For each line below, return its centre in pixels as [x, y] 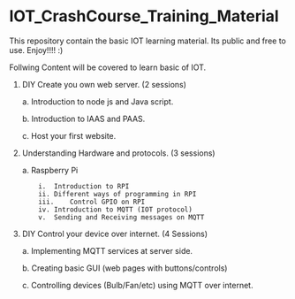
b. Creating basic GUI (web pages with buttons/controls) [125, 268]
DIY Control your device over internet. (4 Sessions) [115, 234]
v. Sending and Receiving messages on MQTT [121, 217]
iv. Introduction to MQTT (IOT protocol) [115, 210]
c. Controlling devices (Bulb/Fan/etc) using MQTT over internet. [137, 285]
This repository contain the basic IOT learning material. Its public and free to [148, 41]
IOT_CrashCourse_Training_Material [144, 16]
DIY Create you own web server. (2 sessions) [104, 84]
